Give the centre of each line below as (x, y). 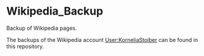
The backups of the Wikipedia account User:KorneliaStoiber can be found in (102, 40)
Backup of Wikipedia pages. (42, 28)
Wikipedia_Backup (55, 11)
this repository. (25, 46)
